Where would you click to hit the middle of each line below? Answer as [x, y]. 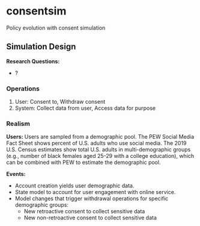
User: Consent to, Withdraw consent [60, 102]
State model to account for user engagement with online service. [95, 192]
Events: [16, 174]
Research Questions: [33, 61]
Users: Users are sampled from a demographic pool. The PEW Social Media [100, 137]
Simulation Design [41, 47]
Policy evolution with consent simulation [56, 28]
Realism [18, 124]
